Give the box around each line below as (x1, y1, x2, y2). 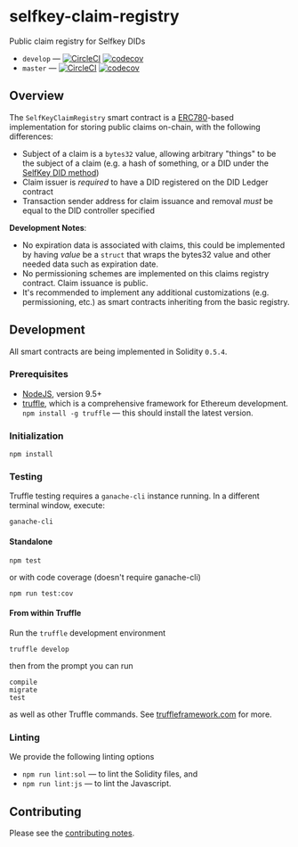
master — (21, 62, 57, 73)
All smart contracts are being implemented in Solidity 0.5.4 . (9, 346, 228, 357)
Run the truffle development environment (9, 627, 166, 638)
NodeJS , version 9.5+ (21, 388, 102, 399)
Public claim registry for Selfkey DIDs (9, 36, 146, 46)
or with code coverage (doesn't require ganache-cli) (9, 572, 202, 582)
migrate (9, 685, 38, 695)
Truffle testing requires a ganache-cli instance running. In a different (9, 490, 260, 501)
